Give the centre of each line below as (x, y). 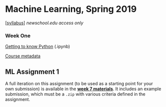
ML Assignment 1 (32, 72)
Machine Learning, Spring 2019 (71, 9)
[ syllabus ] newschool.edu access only (44, 23)
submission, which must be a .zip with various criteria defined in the (75, 94)
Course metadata (23, 56)
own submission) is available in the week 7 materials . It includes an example (83, 89)
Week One (18, 36)
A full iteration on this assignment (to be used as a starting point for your (79, 84)
